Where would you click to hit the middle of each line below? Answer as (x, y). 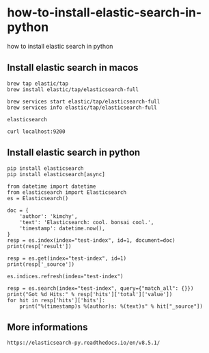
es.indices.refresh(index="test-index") (66, 276)
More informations (47, 327)
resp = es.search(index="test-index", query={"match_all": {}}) (100, 288)
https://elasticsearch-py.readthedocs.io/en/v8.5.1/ (84, 343)
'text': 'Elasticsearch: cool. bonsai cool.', (87, 222)
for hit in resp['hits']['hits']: (56, 300)
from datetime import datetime (52, 186)
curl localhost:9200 (37, 132)
